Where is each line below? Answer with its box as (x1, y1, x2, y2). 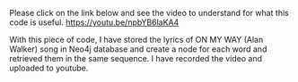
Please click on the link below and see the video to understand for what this (9, 8, 289, 18)
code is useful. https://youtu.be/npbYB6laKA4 (9, 17, 180, 28)
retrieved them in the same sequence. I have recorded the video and (9, 53, 263, 63)
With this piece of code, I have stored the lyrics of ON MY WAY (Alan (9, 35, 264, 45)
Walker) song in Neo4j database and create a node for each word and (9, 44, 267, 54)
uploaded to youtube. (9, 62, 89, 73)
